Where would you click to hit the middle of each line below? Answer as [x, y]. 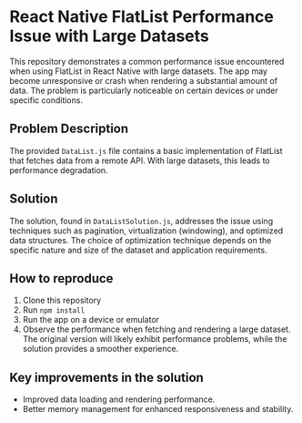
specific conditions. [46, 100]
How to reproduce [61, 279]
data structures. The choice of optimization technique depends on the [141, 240]
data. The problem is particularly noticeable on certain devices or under [144, 90]
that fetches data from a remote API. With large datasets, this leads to [140, 160]
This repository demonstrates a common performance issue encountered [147, 61]
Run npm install [54, 310]
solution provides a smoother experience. [101, 349]
